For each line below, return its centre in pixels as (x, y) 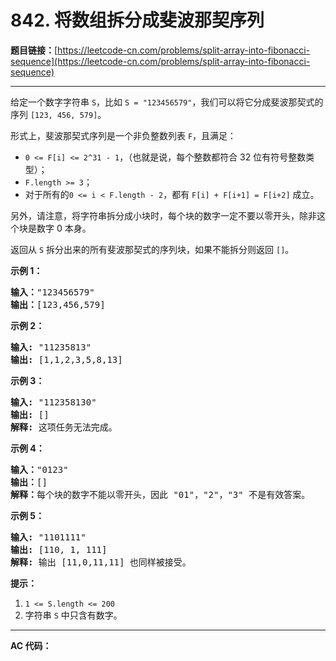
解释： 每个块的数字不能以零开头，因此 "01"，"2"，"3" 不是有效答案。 (160, 494)
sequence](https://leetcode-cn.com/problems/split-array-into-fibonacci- (160, 61)
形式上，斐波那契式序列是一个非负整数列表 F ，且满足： (123, 135)
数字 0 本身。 (64, 228)
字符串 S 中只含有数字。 (73, 615)
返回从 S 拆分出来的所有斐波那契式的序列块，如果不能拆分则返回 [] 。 (152, 249)
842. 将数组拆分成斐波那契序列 (137, 20)
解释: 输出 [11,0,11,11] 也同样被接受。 (101, 562)
